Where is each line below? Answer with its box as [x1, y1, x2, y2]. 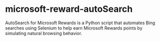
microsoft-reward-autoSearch [5, 3, 133, 15]
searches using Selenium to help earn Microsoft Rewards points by [5, 25, 143, 31]
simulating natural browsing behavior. [5, 30, 82, 36]
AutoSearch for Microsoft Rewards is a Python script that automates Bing [5, 20, 156, 26]
